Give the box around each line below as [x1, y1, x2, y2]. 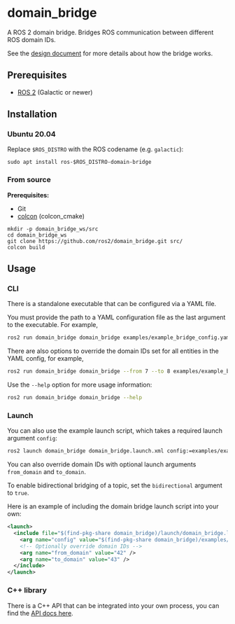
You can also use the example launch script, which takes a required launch [7, 427, 222, 435]
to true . [7, 489, 29, 497]
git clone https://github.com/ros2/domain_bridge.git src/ [7, 237, 183, 244]
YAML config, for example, [7, 354, 84, 363]
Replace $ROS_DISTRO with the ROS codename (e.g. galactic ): [7, 145, 184, 153]
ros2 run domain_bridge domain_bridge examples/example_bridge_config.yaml [7, 334, 233, 341]
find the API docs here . [7, 609, 73, 617]
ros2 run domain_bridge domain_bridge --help [7, 394, 142, 401]
